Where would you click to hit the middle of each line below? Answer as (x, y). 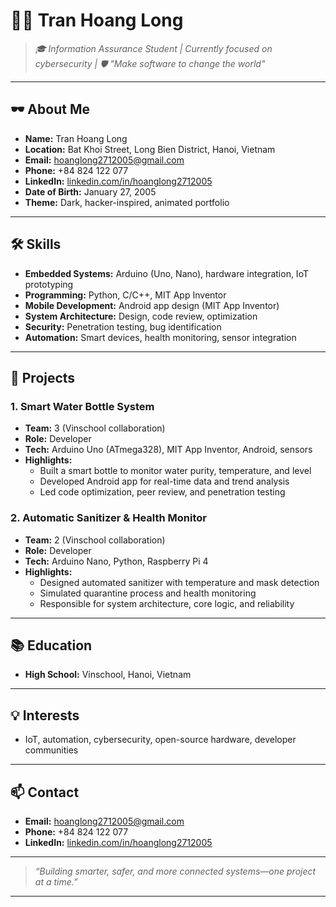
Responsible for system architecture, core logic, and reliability (167, 603)
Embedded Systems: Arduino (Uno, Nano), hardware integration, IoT (166, 273)
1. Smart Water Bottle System (82, 406)
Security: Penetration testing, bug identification (123, 326)
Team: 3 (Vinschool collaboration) (95, 428)
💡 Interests (45, 715)
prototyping (49, 284)
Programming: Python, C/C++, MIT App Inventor (125, 295)
